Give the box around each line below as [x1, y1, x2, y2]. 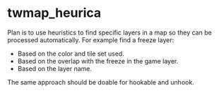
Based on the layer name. [17, 64, 93, 73]
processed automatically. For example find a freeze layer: [7, 35, 174, 44]
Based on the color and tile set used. [17, 49, 125, 58]
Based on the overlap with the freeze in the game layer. [17, 56, 179, 65]
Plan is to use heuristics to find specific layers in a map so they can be [7, 28, 212, 37]
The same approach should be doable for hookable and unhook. [7, 77, 194, 86]
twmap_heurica [7, 5, 102, 21]
